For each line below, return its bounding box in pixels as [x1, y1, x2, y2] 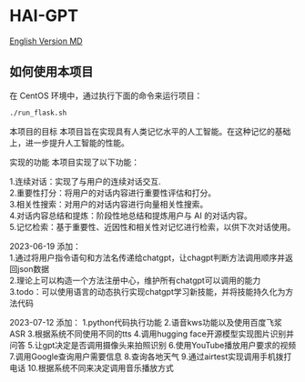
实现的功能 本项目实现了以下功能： [9, 156, 139, 167]
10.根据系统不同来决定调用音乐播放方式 [26, 362, 175, 373]
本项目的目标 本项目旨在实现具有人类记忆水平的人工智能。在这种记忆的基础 [9, 126, 291, 136]
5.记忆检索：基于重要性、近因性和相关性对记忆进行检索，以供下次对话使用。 [9, 221, 296, 232]
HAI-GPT [9, 5, 79, 26]
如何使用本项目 [9, 65, 94, 80]
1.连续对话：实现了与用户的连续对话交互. [9, 176, 161, 186]
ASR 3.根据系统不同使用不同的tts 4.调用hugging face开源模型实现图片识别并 [9, 328, 294, 339]
